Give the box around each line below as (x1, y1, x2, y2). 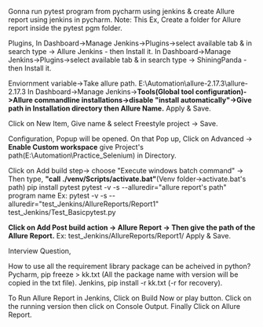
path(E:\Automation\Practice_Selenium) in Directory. (8, 151, 177, 160)
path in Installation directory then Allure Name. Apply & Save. (8, 104, 211, 113)
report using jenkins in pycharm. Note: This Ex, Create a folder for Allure (8, 15, 242, 24)
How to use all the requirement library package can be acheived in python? (8, 262, 251, 271)
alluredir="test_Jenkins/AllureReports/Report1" (8, 199, 159, 209)
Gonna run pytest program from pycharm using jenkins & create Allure (8, 7, 236, 16)
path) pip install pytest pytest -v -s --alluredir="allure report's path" (8, 183, 227, 191)
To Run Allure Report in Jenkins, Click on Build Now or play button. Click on (8, 293, 252, 303)
